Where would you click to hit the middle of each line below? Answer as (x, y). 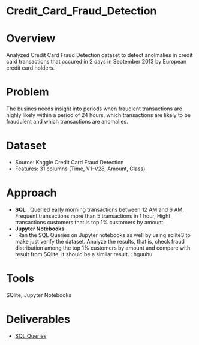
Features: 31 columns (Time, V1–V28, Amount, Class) (80, 169)
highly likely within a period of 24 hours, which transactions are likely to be (98, 115)
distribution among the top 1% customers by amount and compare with (102, 248)
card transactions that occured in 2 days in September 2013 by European (97, 62)
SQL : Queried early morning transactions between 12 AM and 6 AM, (99, 209)
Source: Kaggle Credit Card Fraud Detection (69, 162)
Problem (28, 92)
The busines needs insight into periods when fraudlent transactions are (94, 109)
